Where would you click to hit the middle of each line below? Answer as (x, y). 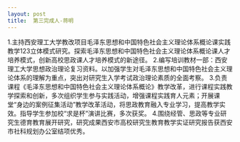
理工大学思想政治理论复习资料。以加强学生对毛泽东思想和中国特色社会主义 (117, 69)
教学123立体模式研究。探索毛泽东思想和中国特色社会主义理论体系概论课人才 (119, 51)
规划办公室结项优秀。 (57, 131)
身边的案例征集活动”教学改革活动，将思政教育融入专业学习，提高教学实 (121, 104)
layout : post (27, 14)
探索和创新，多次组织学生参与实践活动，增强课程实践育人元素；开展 (114, 95)
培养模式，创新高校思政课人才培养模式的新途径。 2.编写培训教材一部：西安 (117, 60)
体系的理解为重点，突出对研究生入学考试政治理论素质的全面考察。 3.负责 (120, 77)
